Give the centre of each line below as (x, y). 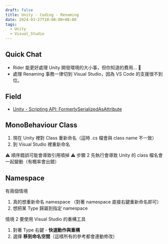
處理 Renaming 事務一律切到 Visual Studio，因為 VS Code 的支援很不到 (88, 74)
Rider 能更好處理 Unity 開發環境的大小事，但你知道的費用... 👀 (77, 68)
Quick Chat (24, 54)
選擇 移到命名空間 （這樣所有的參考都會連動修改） (65, 236)
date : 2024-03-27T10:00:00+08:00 (41, 19)
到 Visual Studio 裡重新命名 (41, 144)
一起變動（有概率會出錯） (32, 162)
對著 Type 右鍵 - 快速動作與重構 (46, 230)
